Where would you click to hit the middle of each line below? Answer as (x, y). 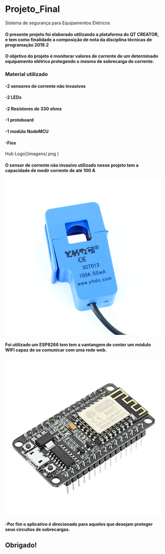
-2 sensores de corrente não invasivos (45, 86)
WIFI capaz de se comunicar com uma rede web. (56, 350)
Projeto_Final (33, 9)
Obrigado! (21, 545)
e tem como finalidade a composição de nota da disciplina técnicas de (79, 39)
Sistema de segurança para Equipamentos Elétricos (58, 23)
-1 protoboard (20, 120)
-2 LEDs (13, 97)
